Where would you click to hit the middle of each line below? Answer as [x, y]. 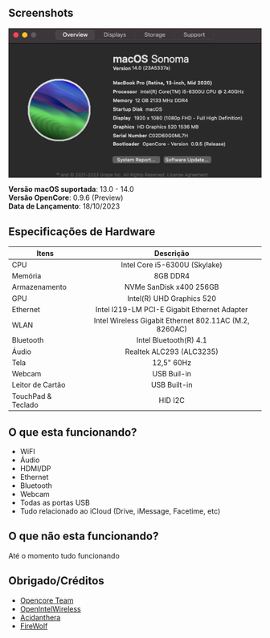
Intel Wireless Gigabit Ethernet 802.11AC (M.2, [172, 321]
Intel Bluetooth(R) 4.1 [172, 340]
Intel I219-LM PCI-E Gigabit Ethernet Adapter [172, 309]
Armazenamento [39, 287]
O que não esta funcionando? [84, 536]
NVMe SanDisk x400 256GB [172, 287]
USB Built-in [172, 385]
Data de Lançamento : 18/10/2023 [64, 206]
